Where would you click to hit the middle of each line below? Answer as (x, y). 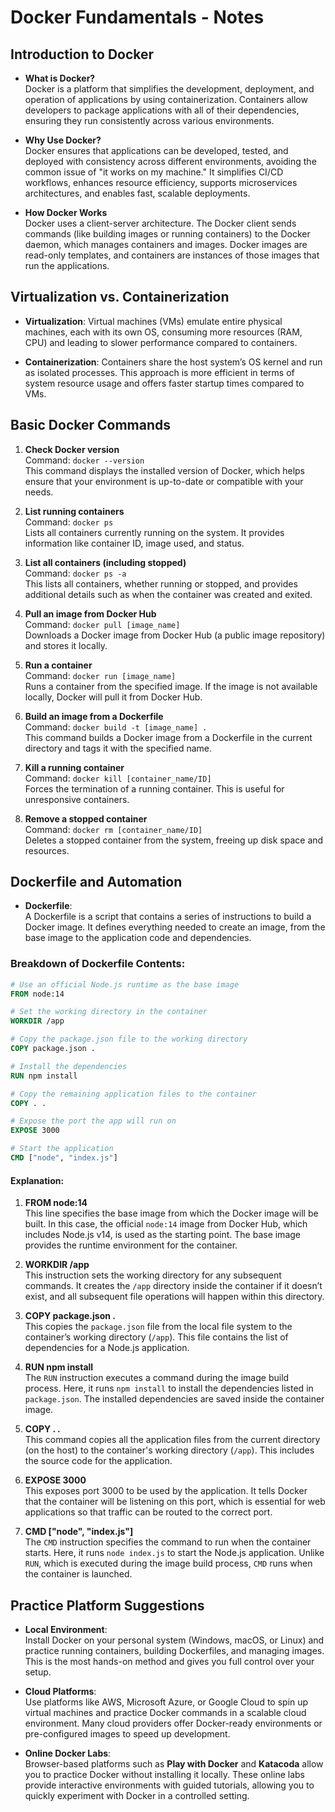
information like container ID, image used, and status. (134, 543)
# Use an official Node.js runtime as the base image (125, 984)
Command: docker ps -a (75, 573)
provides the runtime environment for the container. (131, 1245)
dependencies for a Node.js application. (107, 1348)
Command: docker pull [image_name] (102, 624)
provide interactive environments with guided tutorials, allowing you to (169, 1785)
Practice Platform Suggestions (107, 1605)
